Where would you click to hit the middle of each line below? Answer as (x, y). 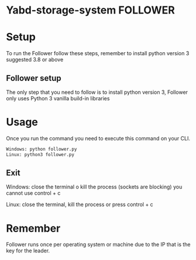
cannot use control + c (33, 193)
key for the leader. (28, 251)
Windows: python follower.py (42, 149)
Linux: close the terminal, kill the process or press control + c (80, 205)
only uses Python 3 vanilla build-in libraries (58, 98)
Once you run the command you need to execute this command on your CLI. (98, 138)
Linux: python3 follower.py (40, 154)
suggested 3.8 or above (35, 60)
